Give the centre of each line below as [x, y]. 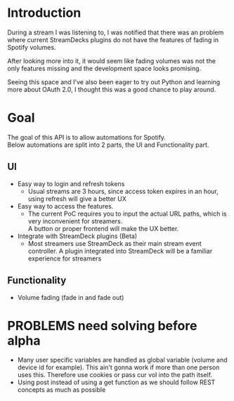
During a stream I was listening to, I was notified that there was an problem [116, 32]
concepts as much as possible [61, 390]
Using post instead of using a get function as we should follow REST [116, 382]
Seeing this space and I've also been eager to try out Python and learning [114, 81]
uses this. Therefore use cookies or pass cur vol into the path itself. [115, 375]
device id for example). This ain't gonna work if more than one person [118, 367]
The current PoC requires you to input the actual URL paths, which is [127, 213]
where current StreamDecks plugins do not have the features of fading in [113, 39]
